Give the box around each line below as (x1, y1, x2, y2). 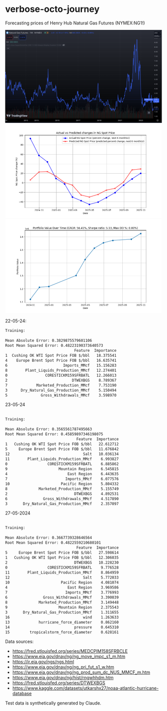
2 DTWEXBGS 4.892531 (5, 491, 119, 496)
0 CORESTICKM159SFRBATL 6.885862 (5, 461, 119, 466)
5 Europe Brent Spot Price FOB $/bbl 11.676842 (5, 446, 119, 451)
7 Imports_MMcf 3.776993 (5, 590, 119, 595)
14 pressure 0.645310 (5, 624, 119, 630)
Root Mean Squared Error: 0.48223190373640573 (5, 343, 103, 348)
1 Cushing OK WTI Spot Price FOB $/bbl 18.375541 (5, 353, 117, 358)
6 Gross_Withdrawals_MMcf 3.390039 (5, 595, 119, 600)
